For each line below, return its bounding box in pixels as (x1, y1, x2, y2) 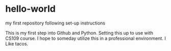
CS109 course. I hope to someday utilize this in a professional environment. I (5, 35, 166, 41)
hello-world (5, 3, 56, 15)
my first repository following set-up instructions (5, 20, 106, 26)
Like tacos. (5, 40, 29, 46)
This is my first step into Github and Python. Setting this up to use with (5, 30, 154, 36)
